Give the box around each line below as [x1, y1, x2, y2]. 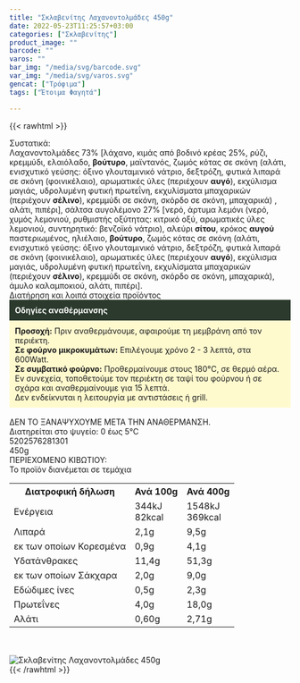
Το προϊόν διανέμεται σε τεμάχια [9, 464, 132, 475]
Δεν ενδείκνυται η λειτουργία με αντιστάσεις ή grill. [14, 392, 208, 402]
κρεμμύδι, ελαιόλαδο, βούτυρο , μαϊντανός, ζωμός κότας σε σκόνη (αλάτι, [9, 156, 287, 167]
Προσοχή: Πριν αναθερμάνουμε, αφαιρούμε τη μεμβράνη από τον [14, 325, 262, 336]
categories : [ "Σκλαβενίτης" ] [9, 30, 118, 38]
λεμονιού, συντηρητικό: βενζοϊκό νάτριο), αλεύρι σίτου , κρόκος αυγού [9, 223, 275, 233]
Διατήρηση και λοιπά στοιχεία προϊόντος [9, 290, 162, 300]
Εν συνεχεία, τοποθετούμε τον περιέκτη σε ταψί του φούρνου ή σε [14, 373, 262, 384]
